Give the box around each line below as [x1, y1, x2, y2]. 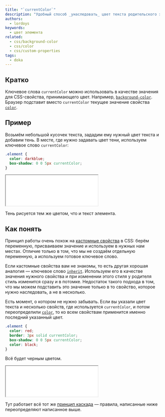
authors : [5, 16, 23, 21]
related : [5, 35, 23, 40]
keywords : [5, 26, 26, 30]
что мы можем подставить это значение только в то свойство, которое [5, 284, 156, 290]
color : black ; [9, 342, 38, 347]
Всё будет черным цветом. [5, 356, 62, 361]
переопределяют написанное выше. [5, 407, 82, 413]
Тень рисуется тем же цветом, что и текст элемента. [5, 210, 116, 216]
